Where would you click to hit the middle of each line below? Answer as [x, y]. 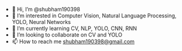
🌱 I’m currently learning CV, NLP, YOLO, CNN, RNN [74, 28]
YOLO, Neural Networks [41, 22]
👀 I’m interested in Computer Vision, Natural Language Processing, [94, 16]
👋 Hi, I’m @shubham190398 [46, 9]
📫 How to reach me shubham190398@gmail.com [73, 41]
